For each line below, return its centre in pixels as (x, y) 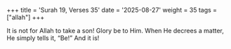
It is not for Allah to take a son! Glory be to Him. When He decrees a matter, (115, 31)
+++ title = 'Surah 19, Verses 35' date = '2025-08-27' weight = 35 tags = (112, 10)
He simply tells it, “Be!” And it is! (53, 38)
